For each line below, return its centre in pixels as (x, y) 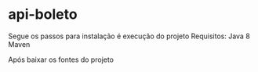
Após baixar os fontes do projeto (61, 59)
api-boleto (43, 14)
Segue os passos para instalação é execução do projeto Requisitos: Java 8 (129, 36)
